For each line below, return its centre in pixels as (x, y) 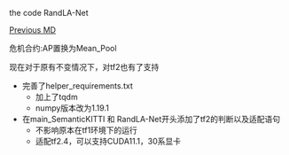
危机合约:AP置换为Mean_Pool (63, 48)
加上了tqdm (56, 97)
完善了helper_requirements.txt (77, 86)
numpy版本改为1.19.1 (72, 108)
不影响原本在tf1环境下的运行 (86, 130)
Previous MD (32, 30)
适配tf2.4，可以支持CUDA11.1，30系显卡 (108, 141)
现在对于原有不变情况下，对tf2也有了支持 (84, 67)
